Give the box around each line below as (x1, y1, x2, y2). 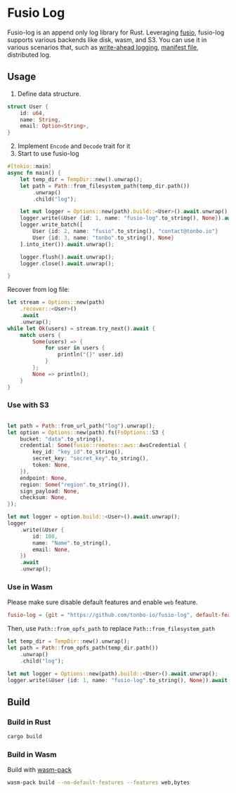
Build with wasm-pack (7, 766, 72, 774)
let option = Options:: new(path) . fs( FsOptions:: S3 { (7, 429, 165, 436)
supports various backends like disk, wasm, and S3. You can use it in (7, 35, 207, 44)
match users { (20, 331, 61, 338)
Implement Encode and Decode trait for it (17, 142, 131, 150)
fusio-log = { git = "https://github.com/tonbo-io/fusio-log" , (7, 612, 193, 619)
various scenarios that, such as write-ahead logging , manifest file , (7, 43, 199, 51)
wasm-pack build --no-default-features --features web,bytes (7, 779, 190, 787)
